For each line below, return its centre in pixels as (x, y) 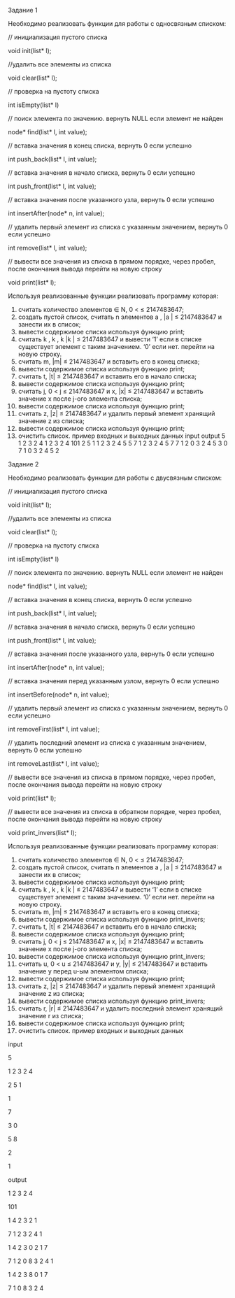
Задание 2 (23, 464)
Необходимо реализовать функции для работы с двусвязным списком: (115, 478)
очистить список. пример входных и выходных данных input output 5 (122, 436)
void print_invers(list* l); (42, 833)
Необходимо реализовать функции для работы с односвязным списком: (117, 23)
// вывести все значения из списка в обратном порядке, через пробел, (115, 812)
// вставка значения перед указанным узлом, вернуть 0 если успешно (114, 681)
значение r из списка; (51, 1016)
